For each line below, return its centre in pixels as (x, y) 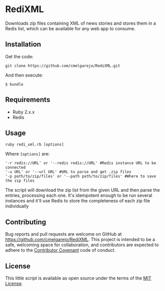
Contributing (26, 222)
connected (16, 168)
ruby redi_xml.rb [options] (35, 144)
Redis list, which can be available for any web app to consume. (70, 28)
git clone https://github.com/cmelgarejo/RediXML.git (63, 66)
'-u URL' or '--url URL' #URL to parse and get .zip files (68, 172)
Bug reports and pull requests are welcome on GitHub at (64, 234)
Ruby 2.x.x (24, 112)
